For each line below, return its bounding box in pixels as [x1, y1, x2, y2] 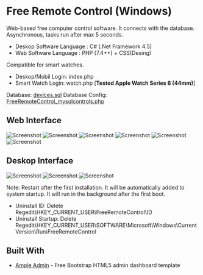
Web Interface [6, 115, 62, 126]
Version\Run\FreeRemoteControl [15, 227, 96, 235]
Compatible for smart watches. [6, 61, 84, 68]
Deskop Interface [6, 155, 74, 166]
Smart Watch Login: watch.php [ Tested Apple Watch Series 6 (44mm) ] [15, 79, 196, 87]
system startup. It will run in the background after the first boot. [6, 190, 166, 198]
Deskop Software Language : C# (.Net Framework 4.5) [15, 43, 152, 50]
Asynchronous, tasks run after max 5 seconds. [6, 30, 124, 38]
